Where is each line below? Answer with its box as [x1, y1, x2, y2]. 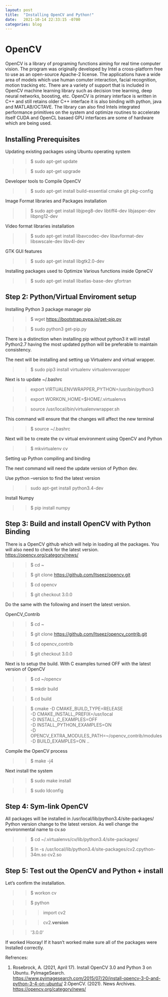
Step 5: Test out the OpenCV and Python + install [5, 866, 163, 875]
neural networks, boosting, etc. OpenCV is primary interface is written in [5, 93, 157, 99]
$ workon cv [30, 890, 57, 896]
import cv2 [43, 910, 66, 916]
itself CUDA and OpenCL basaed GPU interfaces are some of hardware [5, 115, 154, 121]
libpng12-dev [30, 213, 58, 219]
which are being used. [5, 120, 52, 126]
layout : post [5, 7, 33, 13]
